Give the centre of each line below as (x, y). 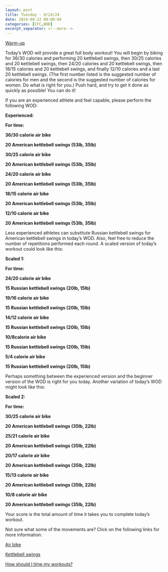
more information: (24, 535)
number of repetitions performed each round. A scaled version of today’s (81, 244)
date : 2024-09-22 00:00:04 (33, 19)
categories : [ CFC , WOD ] (29, 24)
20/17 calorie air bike (27, 456)
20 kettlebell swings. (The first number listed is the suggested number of (81, 74)
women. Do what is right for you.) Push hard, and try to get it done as (77, 85)
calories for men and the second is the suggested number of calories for (80, 80)
